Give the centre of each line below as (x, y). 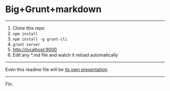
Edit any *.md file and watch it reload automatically (65, 55)
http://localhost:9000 (35, 50)
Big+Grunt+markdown (53, 9)
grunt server (26, 44)
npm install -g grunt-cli (40, 39)
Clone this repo (28, 28)
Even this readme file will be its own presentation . (57, 69)
